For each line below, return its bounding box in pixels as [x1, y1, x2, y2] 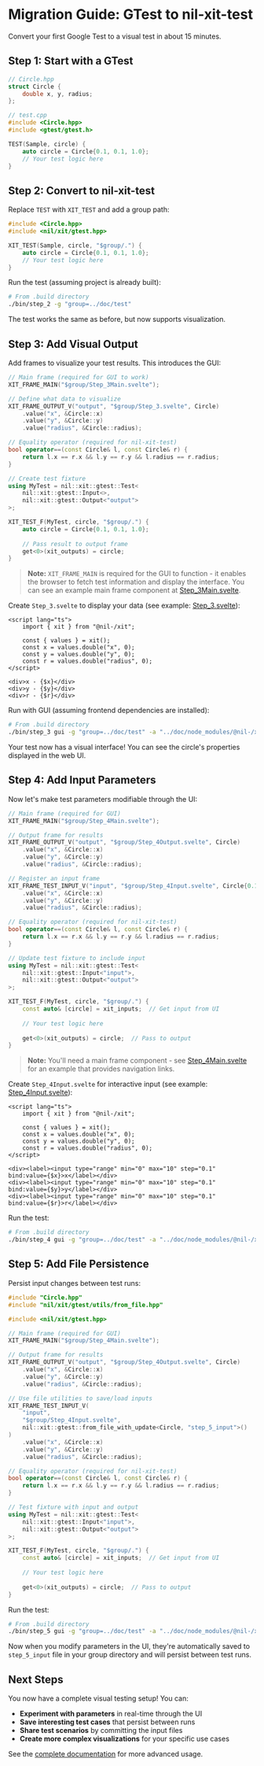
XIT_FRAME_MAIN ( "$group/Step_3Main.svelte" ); [8, 380, 159, 389]
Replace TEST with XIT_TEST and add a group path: [8, 205, 170, 214]
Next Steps [8, 1672, 64, 1686]
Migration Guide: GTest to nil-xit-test [8, 6, 254, 24]
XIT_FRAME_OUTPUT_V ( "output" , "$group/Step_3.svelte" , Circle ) [8, 402, 220, 410]
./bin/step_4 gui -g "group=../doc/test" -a [8, 1236, 156, 1244]
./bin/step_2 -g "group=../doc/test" [8, 301, 132, 308]
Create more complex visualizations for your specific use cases [19, 1734, 230, 1744]
